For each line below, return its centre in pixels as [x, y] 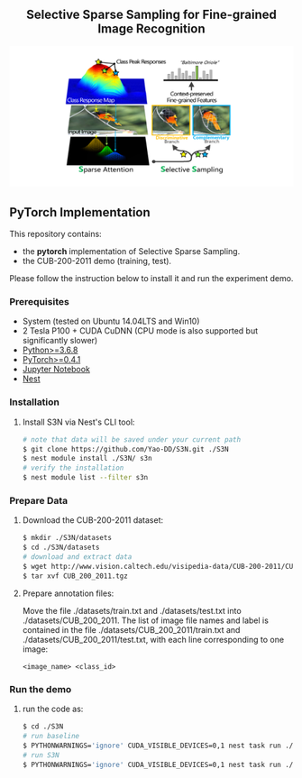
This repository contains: [55, 234]
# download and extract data [77, 557]
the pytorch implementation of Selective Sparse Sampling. [131, 252]
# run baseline [51, 736]
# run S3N [41, 755]
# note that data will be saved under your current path [132, 439]
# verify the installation [73, 468]
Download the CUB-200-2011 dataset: [93, 520]
